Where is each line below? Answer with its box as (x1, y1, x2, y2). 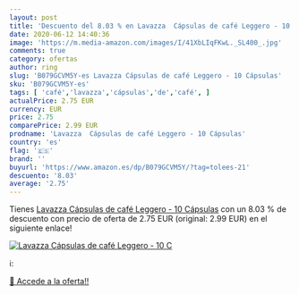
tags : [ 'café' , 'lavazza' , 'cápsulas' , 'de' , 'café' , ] (9, 88, 210, 97)
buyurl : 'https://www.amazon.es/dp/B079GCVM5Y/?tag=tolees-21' (9, 163, 251, 172)
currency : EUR (9, 105, 63, 114)
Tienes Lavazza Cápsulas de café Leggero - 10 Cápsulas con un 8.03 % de (9, 204, 286, 215)
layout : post (9, 13, 58, 22)
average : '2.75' (9, 180, 70, 189)
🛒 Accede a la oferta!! (9, 276, 90, 287)
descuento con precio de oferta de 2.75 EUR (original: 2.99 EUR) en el (9, 214, 268, 224)
